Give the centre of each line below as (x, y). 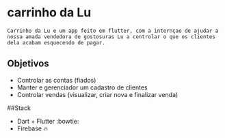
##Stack (19, 108)
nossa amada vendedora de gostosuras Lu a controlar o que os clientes (111, 37)
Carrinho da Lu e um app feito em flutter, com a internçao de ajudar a (113, 31)
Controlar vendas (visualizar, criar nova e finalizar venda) (97, 94)
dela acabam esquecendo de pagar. (56, 42)
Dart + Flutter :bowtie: (48, 121)
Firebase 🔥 (32, 128)
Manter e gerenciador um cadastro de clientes (82, 87)
